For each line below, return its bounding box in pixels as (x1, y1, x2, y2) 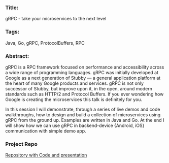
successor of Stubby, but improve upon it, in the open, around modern (5, 85, 152, 91)
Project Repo (5, 140, 38, 147)
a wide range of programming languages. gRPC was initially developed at (5, 69, 159, 75)
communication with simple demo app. (5, 127, 86, 134)
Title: (5, 4, 19, 11)
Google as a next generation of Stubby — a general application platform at (5, 75, 161, 81)
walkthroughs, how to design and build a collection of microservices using (5, 111, 161, 118)
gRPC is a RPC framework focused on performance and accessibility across (5, 64, 164, 70)
